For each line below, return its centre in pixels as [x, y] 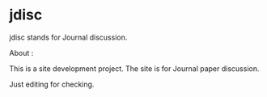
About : [21, 53]
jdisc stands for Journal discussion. [68, 37]
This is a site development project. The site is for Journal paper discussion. [134, 68]
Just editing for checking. [52, 84]
